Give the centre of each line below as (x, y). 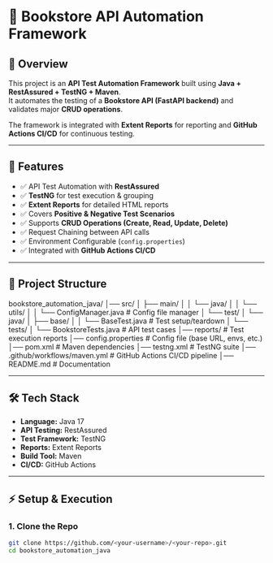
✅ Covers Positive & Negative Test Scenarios (97, 214)
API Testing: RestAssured (63, 431)
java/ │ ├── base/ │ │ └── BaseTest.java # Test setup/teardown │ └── (128, 321)
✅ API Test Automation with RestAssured (90, 186)
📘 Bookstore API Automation (106, 17)
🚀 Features (36, 167)
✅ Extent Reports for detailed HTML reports (94, 204)
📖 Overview (38, 64)
